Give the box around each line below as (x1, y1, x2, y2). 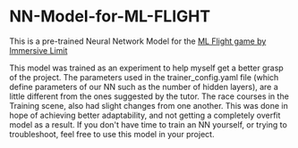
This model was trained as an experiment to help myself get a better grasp (9, 62, 284, 73)
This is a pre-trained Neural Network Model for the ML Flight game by (9, 36, 267, 46)
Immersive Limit (9, 45, 68, 55)
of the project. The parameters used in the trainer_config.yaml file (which (9, 71, 279, 82)
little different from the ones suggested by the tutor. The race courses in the (9, 91, 289, 102)
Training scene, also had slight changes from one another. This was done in (9, 100, 289, 111)
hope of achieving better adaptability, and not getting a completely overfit (9, 110, 281, 120)
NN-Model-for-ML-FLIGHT (9, 6, 211, 27)
